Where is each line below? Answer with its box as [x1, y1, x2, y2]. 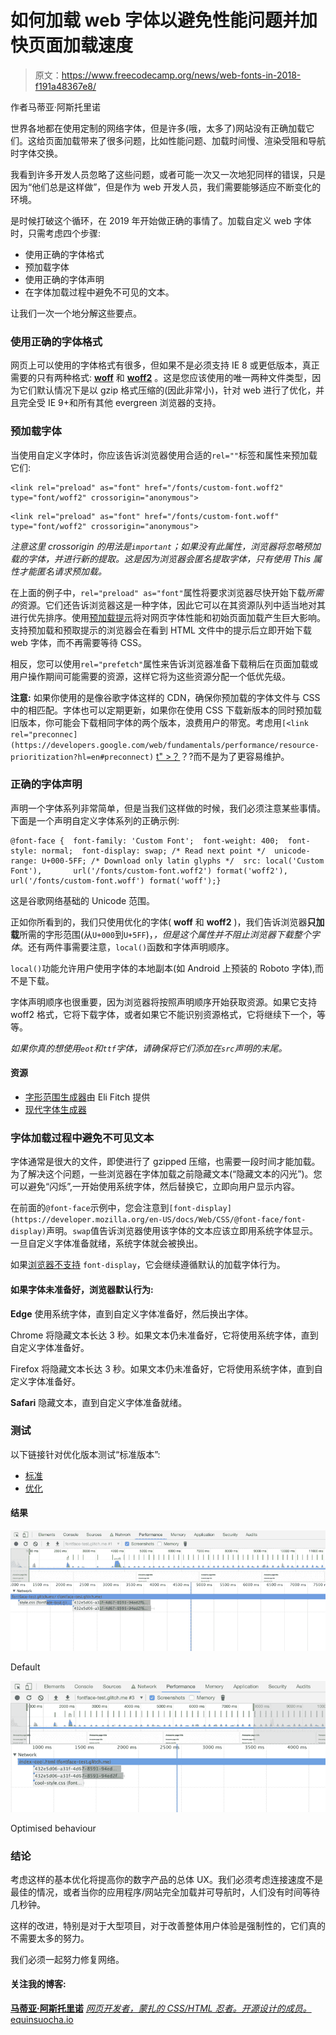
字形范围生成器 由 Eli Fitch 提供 [24, 1091, 151, 1103]
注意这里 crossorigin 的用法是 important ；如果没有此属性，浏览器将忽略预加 [10, 540, 322, 552]
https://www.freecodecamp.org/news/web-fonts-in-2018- [61, 69, 302, 81]
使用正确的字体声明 [24, 273, 105, 285]
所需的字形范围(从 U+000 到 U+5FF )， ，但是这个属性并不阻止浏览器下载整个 [19, 928, 312, 940]
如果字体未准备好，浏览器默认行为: [10, 1283, 154, 1295]
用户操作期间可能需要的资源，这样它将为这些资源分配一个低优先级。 [10, 670, 291, 682]
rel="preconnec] [10, 729, 78, 740]
